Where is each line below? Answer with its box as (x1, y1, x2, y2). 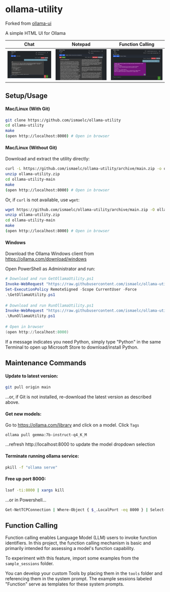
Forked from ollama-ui (5, 20, 52, 26)
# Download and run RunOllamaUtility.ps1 (5, 303, 94, 308)
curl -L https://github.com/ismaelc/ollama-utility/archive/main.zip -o (5, 166, 162, 172)
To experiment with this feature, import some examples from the (5, 555, 139, 561)
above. (5, 399, 20, 405)
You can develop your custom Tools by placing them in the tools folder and (5, 570, 163, 576)
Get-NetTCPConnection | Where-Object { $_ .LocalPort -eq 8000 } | (5, 507, 148, 512)
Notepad (71, 41, 91, 48)
